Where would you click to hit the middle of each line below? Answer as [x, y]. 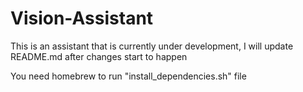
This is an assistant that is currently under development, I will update [152, 46]
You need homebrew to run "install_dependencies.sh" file [128, 76]
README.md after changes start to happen [99, 56]
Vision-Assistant [82, 18]
